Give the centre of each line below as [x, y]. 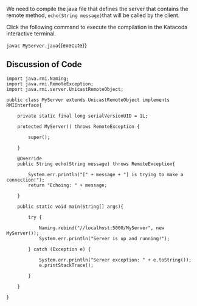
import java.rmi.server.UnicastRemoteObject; [65, 89]
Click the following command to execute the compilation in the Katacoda [97, 27]
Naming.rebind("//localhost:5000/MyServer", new [102, 228]
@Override [30, 158]
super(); [39, 137]
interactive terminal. [31, 34]
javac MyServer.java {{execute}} [47, 45]
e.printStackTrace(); [66, 265]
